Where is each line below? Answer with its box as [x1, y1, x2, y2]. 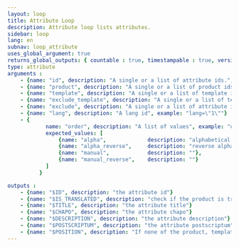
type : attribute [7, 63, 55, 70]
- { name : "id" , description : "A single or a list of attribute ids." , [20, 76, 234, 84]
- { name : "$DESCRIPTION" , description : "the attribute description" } [20, 215, 231, 223]
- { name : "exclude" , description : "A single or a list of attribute [20, 103, 228, 110]
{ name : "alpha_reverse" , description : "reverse [58, 143, 215, 150]
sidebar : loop [7, 30, 50, 38]
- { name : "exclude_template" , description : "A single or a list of [20, 97, 224, 104]
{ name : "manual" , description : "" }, [58, 149, 202, 157]
